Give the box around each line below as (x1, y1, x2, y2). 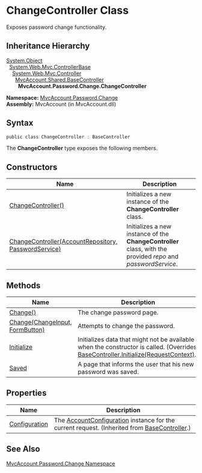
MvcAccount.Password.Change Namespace (6, 460, 115, 467)
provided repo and (126, 252, 179, 261)
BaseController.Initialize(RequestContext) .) (78, 350, 199, 359)
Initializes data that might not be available (78, 335, 195, 344)
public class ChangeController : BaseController (6, 133, 130, 140)
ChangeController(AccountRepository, (9, 237, 118, 246)
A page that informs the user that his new (78, 360, 194, 368)
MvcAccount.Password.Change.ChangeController (17, 82, 147, 90)
